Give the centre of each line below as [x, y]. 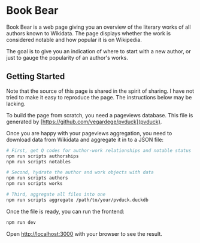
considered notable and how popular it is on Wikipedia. [74, 40]
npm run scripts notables [38, 162]
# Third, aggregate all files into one [56, 195]
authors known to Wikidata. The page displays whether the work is [89, 33]
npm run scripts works [34, 184]
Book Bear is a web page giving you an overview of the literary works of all [99, 27]
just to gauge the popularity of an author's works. [67, 57]
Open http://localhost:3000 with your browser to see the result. [84, 233]
